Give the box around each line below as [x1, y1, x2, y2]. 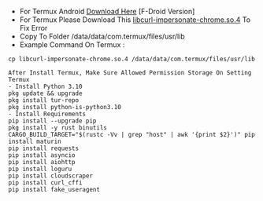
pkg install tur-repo [8, 97, 80, 104]
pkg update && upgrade [8, 90, 83, 97]
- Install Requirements [8, 110, 87, 118]
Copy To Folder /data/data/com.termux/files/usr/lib [19, 31, 185, 41]
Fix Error [19, 24, 48, 32]
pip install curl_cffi [8, 179, 83, 187]
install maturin [8, 137, 61, 145]
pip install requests [8, 144, 80, 152]
